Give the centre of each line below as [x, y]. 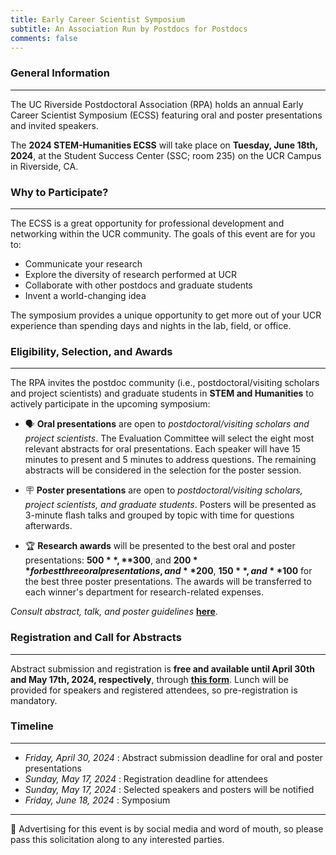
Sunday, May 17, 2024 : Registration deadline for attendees [146, 778]
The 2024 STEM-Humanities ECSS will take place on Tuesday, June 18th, [164, 145]
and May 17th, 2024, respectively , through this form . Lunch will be [149, 679]
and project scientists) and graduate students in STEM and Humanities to [162, 393]
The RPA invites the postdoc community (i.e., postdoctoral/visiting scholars [165, 383]
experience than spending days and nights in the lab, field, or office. [151, 325]
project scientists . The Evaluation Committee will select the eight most [169, 438]
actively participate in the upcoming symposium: [110, 404]
